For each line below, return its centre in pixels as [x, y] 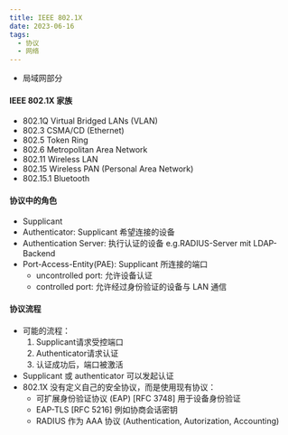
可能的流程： [46, 330]
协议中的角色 [33, 200]
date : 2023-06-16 [42, 26]
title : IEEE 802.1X [46, 18]
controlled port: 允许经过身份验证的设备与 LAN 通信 [131, 286]
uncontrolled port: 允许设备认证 [94, 275]
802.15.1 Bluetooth [56, 179]
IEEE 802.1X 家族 [41, 100]
